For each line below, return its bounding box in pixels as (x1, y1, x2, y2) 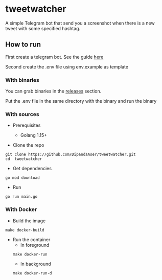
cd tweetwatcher (5, 156, 42, 161)
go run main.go (5, 194, 38, 199)
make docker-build (5, 227, 44, 232)
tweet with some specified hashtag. (5, 25, 81, 31)
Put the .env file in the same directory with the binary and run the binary (5, 98, 157, 104)
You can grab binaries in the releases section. (5, 88, 102, 95)
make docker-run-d (12, 270, 52, 276)
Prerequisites (12, 122, 41, 128)
